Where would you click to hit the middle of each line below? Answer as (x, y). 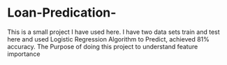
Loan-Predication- (62, 13)
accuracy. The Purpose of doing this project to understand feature (103, 46)
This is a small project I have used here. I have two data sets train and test (113, 32)
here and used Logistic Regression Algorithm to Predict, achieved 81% (108, 39)
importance (24, 54)
